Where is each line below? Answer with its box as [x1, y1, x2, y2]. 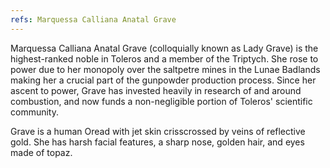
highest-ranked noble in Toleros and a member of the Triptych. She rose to [10, 52, 319, 65]
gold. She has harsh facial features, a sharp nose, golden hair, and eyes [10, 136, 305, 148]
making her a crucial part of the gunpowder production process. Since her [10, 74, 317, 86]
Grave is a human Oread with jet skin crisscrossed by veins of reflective [10, 125, 306, 137]
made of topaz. [10, 146, 73, 158]
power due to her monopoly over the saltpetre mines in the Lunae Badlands [10, 63, 321, 75]
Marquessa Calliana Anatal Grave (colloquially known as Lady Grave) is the [10, 42, 319, 54]
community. [10, 106, 59, 118]
